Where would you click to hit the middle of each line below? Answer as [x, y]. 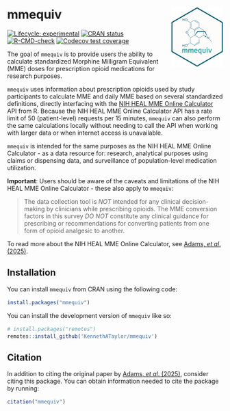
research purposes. [35, 76]
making [34, 209]
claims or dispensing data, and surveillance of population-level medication [112, 160]
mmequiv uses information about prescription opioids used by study [101, 89]
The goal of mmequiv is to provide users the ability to [80, 54]
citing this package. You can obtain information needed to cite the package [113, 381]
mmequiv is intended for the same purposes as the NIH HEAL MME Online [109, 146]
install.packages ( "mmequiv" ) [49, 302]
